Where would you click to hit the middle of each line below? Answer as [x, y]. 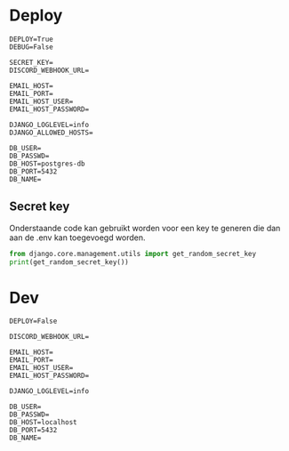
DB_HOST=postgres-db [48, 164]
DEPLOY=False [33, 321]
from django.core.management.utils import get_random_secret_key [132, 254]
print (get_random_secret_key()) [69, 262]
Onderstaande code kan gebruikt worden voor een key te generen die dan [145, 228]
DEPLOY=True [31, 39]
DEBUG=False [31, 47]
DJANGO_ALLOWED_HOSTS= [51, 133]
